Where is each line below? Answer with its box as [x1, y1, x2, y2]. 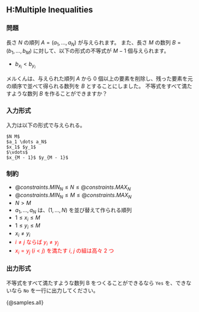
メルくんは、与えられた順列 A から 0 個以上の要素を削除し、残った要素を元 [6, 75, 194, 82]
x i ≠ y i [14, 230, 31, 238]
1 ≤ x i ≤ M [14, 214, 40, 223]
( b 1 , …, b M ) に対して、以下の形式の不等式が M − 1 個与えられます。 [6, 47, 170, 56]
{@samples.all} [6, 299, 44, 306]
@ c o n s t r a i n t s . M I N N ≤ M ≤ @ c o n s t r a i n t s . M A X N [14, 191, 132, 200]
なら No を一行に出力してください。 [11, 287, 99, 294]
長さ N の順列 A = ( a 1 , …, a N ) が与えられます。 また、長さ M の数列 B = [6, 38, 182, 47]
